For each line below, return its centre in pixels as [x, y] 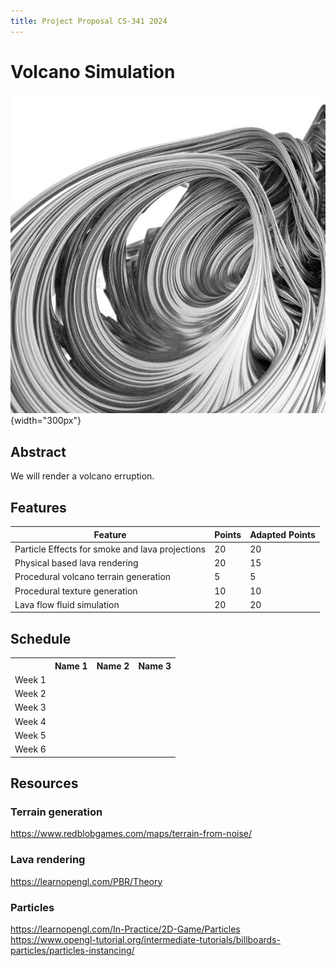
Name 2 [113, 666]
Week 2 [30, 694]
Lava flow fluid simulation [67, 604]
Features [38, 507]
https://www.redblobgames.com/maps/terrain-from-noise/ [131, 834]
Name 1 [71, 666]
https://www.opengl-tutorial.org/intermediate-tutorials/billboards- [145, 939]
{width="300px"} [46, 421]
